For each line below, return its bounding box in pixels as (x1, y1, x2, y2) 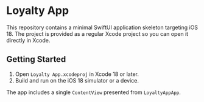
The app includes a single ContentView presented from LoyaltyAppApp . (6, 89, 181, 96)
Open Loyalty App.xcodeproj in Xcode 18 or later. (15, 70, 139, 78)
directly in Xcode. (6, 36, 51, 44)
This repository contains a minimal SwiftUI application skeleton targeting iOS (6, 24, 199, 31)
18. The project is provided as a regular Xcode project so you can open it (6, 30, 189, 37)
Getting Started (6, 54, 66, 64)
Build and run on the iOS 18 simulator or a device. (15, 76, 139, 84)
